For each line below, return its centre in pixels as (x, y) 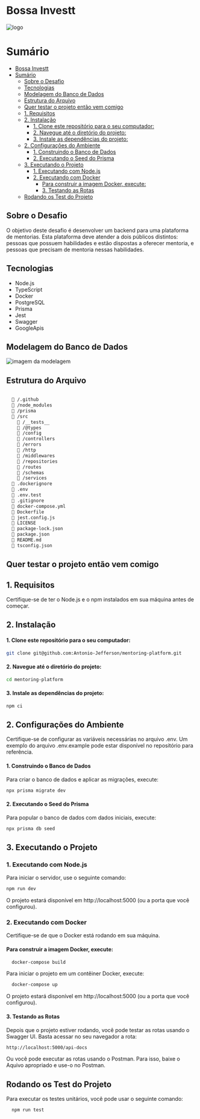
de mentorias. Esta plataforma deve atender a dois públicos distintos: (92, 237)
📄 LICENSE (24, 523)
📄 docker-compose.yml (39, 506)
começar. (18, 606)
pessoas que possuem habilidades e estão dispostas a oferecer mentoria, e (100, 243)
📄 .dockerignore (32, 484)
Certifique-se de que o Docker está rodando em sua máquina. (83, 935)
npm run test (28, 1110)
